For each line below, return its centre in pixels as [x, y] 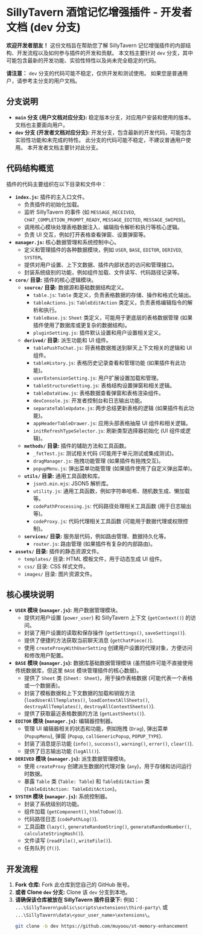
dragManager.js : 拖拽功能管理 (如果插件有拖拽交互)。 [98, 461]
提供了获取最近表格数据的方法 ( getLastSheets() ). [85, 714]
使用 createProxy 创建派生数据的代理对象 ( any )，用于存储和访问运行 [108, 766]
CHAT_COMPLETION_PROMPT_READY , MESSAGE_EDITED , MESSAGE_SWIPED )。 [106, 219]
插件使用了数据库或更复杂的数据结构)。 [82, 325]
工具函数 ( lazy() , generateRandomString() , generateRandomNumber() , [108, 826]
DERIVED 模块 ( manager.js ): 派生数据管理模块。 [72, 759]
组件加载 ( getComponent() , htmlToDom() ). [73, 811]
